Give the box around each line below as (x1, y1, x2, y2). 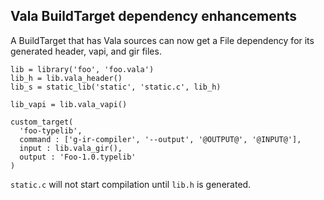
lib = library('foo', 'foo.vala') (10, 64, 155, 74)
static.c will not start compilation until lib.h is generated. (10, 178, 252, 190)
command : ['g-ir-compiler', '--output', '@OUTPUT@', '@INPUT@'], (19, 134, 302, 144)
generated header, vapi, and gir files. (10, 45, 162, 57)
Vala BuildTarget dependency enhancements (10, 8, 298, 25)
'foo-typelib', (19, 125, 83, 136)
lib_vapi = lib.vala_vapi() (10, 99, 128, 109)
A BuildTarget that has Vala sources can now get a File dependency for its (10, 34, 315, 46)
